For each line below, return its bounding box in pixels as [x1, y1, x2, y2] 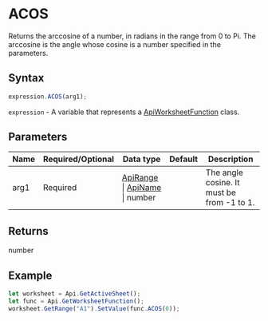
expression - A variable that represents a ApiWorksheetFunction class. [8, 107, 240, 117]
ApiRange [121, 172, 159, 184]
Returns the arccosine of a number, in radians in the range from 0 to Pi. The [8, 31, 257, 41]
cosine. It [205, 177, 241, 188]
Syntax [8, 71, 45, 85]
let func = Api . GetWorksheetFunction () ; [8, 297, 145, 305]
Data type [122, 153, 161, 164]
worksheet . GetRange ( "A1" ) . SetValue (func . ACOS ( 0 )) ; [8, 304, 180, 312]
